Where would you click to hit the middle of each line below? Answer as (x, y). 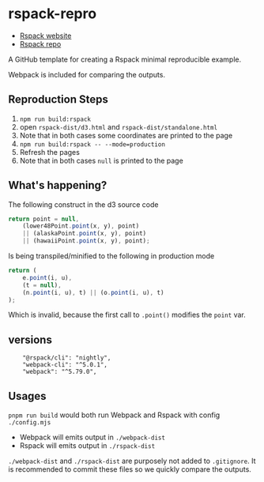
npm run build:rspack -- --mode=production (92, 144)
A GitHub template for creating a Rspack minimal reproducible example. (125, 59)
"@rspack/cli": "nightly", (67, 358)
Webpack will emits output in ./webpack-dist (92, 437)
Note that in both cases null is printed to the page (101, 160)
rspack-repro (53, 14)
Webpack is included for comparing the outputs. (87, 74)
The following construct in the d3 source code (83, 204)
